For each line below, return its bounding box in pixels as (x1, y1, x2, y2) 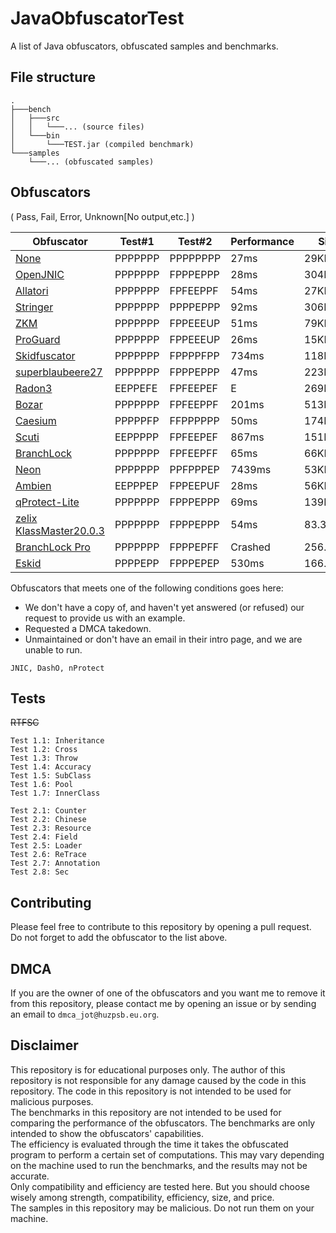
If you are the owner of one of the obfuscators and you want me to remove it (10, 987, 326, 999)
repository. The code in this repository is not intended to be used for (10, 1085, 292, 1097)
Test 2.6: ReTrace (10, 850, 87, 860)
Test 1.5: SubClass (10, 771, 92, 781)
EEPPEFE (114, 381, 158, 395)
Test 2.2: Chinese (10, 815, 87, 825)
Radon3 (15, 381, 53, 395)
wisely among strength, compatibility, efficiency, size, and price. (10, 1191, 275, 1203)
